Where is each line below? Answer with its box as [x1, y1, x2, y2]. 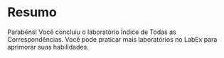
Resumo [7, 4, 57, 21]
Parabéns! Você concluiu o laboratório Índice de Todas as [7, 28, 176, 36]
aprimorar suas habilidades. [7, 42, 89, 51]
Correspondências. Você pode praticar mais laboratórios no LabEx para [7, 35, 218, 43]
